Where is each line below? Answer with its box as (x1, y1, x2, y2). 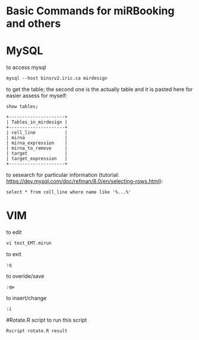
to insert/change (6, 295, 47, 302)
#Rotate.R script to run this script (6, 317, 87, 324)
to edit (6, 229, 22, 236)
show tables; (6, 104, 39, 110)
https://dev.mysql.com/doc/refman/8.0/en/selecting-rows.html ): (6, 177, 163, 185)
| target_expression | (6, 156, 68, 162)
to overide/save (6, 273, 45, 280)
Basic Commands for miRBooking (6, 4, 175, 18)
